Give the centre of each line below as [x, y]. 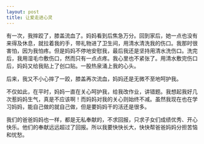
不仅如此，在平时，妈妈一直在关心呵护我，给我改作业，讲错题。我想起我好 [99, 91]
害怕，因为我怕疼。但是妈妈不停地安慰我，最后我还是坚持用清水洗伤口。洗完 [102, 51]
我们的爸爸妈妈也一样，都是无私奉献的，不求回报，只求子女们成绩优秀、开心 [102, 119]
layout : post [23, 12]
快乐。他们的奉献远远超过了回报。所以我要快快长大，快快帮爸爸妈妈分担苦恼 [102, 127]
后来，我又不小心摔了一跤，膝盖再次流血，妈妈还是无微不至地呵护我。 [94, 79]
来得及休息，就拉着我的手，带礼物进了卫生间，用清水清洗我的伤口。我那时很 [102, 43]
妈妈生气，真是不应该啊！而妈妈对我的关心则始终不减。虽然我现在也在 [104, 99]
